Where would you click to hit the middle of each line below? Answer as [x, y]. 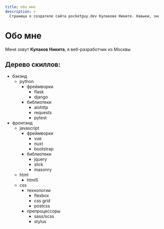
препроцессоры [44, 211]
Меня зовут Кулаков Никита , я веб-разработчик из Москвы [68, 49]
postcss [42, 206]
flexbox [41, 196]
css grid [42, 201]
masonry [43, 170]
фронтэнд [22, 123]
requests [43, 113]
